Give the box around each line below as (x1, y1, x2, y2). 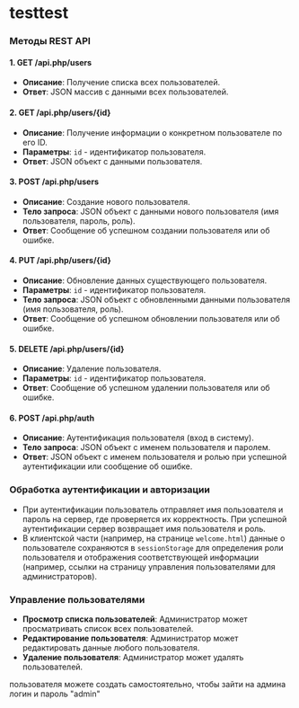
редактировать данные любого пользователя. (22, 642, 200, 653)
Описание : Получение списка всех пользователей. (22, 77, 221, 88)
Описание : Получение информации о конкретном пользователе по (22, 127, 283, 137)
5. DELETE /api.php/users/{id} (9, 343, 125, 354)
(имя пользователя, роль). (22, 304, 124, 314)
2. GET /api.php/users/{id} (9, 107, 111, 118)
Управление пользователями (9, 593, 145, 606)
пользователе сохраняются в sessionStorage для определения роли (22, 542, 285, 553)
